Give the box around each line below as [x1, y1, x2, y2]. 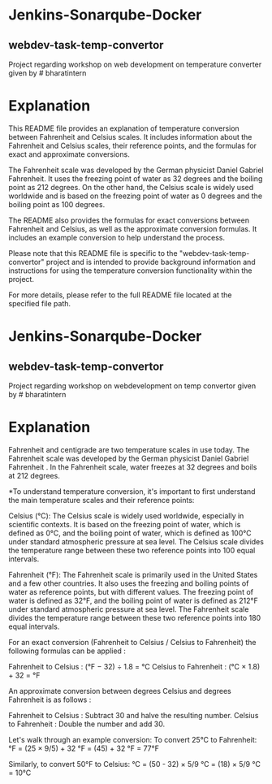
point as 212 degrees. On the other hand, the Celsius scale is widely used [8, 182, 254, 192]
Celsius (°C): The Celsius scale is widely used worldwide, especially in [8, 510, 244, 521]
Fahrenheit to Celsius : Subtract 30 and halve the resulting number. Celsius [8, 710, 259, 720]
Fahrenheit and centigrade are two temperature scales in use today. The [8, 444, 250, 454]
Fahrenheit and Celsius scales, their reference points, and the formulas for [8, 141, 257, 150]
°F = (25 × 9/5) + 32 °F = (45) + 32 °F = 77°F [8, 743, 160, 753]
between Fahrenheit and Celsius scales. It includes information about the [8, 132, 253, 141]
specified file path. [8, 298, 71, 308]
